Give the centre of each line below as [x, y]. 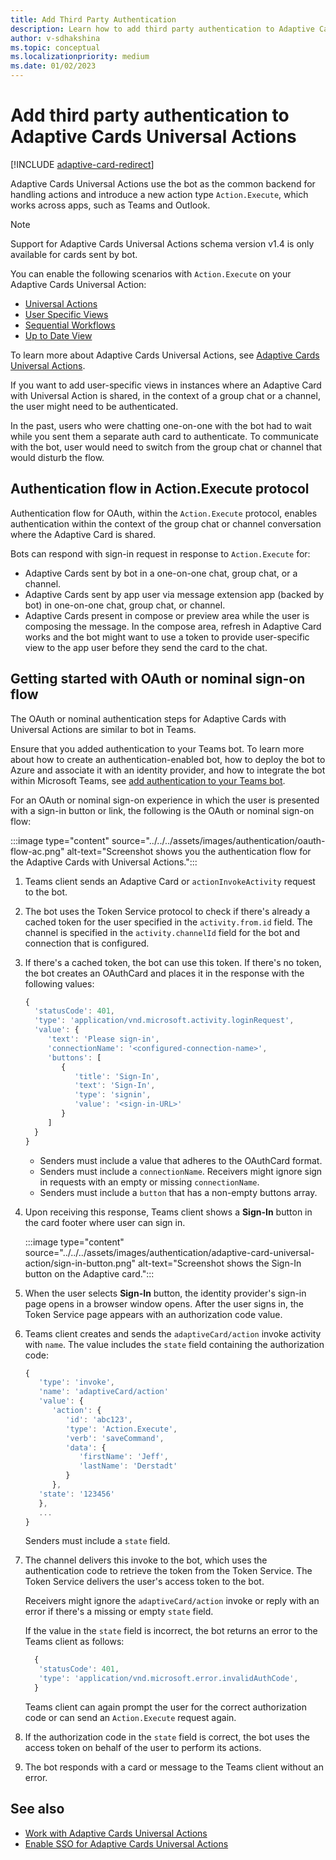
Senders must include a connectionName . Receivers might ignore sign [181, 1171]
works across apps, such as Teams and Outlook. [110, 205]
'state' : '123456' [77, 1494]
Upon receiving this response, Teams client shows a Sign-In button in [168, 1212]
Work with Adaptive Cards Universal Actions [116, 1833]
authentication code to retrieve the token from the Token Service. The [168, 1571]
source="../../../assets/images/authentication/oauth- [218, 840]
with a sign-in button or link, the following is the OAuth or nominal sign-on [162, 810]
